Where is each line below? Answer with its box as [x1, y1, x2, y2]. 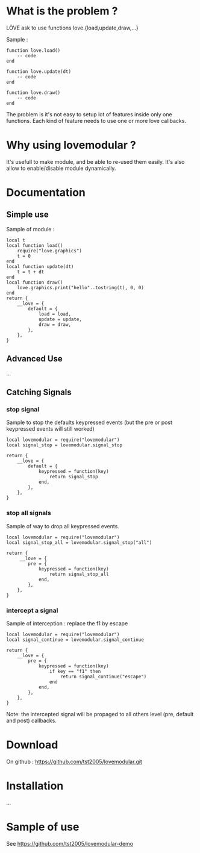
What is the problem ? [6, 4, 118, 18]
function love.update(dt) [6, 68, 71, 75]
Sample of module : [6, 225, 55, 233]
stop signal [6, 405, 40, 413]
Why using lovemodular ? [6, 139, 137, 152]
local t [6, 237, 26, 243]
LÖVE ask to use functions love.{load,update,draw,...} [6, 24, 139, 31]
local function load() [6, 242, 63, 248]
